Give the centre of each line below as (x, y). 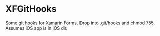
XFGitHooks (31, 9)
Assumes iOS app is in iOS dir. (36, 28)
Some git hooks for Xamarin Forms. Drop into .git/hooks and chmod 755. (80, 23)
